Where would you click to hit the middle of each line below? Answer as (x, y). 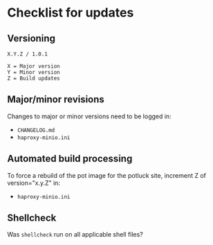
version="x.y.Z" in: (34, 183)
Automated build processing (70, 159)
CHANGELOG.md (36, 130)
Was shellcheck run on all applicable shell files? (75, 235)
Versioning (31, 38)
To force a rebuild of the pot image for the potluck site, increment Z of (106, 175)
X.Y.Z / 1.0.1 (28, 54)
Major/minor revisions (56, 99)
